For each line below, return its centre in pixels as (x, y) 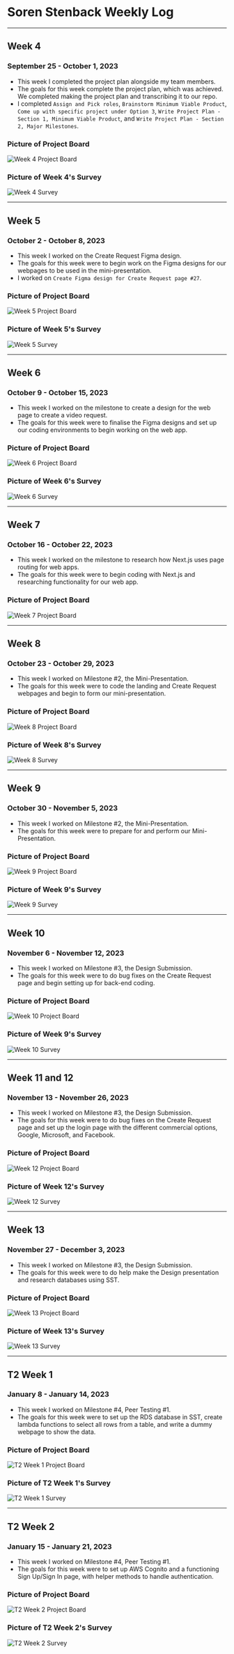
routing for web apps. (48, 567)
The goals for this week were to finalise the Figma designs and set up (117, 423)
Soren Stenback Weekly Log (91, 12)
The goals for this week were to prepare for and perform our (104, 830)
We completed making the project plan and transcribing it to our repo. (117, 96)
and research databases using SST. (68, 1280)
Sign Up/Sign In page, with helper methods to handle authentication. (115, 1577)
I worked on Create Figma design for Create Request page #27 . (109, 278)
